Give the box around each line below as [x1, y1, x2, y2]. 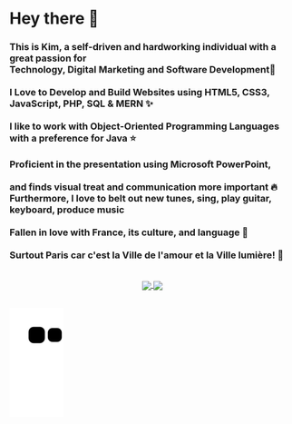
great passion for [9, 52, 87, 64]
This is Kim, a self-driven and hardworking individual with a [9, 41, 277, 54]
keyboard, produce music [9, 203, 125, 216]
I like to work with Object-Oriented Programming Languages [9, 120, 279, 133]
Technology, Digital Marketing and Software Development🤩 [9, 64, 277, 76]
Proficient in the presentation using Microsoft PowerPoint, [9, 158, 272, 171]
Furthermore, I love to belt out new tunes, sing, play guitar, [9, 192, 272, 205]
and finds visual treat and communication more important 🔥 [9, 181, 278, 193]
